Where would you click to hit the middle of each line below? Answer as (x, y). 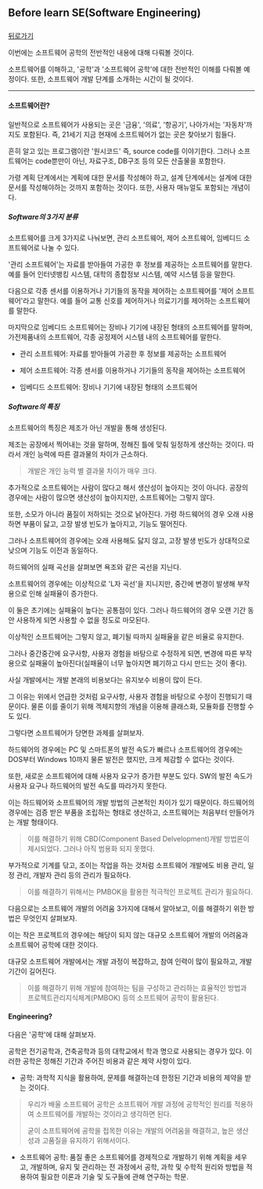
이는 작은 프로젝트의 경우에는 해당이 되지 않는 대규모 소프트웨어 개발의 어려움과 (128, 935)
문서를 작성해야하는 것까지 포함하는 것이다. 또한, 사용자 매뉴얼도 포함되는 (119, 187)
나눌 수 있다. (61, 247)
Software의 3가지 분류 (43, 217)
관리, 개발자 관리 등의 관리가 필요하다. (74, 875)
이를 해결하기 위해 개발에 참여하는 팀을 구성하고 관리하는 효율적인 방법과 (137, 987)
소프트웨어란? (29, 106)
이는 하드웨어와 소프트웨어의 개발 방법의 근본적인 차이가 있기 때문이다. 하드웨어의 (131, 802)
